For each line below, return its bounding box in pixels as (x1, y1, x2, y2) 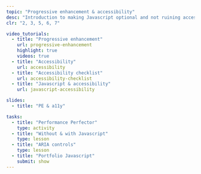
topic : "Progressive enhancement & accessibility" (6, 8, 135, 15)
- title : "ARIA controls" (11, 142, 77, 148)
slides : (6, 97, 26, 104)
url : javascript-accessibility (17, 86, 95, 93)
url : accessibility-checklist (17, 76, 93, 82)
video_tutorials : (6, 31, 50, 37)
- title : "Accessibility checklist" (11, 70, 103, 76)
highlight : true (17, 47, 58, 54)
